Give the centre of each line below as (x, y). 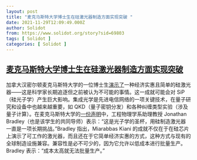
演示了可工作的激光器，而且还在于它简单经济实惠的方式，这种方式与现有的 (101, 136)
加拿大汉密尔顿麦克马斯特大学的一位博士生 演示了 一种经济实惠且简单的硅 (93, 84)
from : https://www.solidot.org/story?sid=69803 (65, 33)
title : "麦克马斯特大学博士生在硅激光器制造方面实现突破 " (69, 17)
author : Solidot (26, 28)
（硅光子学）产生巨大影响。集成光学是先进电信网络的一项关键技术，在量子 (96, 99)
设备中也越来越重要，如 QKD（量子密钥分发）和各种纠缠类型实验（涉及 (102, 107)
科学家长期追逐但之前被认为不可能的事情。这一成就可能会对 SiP (108, 92)
